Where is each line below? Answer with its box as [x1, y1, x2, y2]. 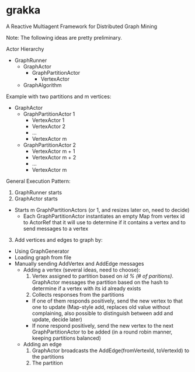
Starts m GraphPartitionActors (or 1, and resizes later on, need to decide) [14, 206, 190, 213]
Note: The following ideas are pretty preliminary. [6, 34, 123, 41]
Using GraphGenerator [14, 248, 69, 255]
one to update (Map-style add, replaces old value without [32, 303, 170, 310]
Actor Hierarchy [6, 45, 44, 53]
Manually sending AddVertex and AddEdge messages [14, 260, 144, 267]
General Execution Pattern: [6, 178, 71, 185]
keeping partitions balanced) [32, 334, 101, 342]
